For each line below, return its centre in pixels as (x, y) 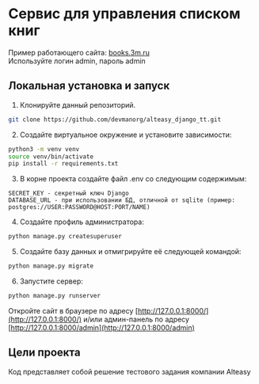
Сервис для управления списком (124, 14)
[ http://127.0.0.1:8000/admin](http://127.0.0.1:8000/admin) (102, 327)
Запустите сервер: (51, 281)
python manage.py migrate (51, 266)
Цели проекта (44, 353)
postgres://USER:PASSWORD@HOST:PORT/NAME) (79, 207)
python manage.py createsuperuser (65, 237)
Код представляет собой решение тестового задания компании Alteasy (129, 371)
